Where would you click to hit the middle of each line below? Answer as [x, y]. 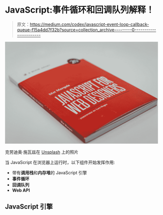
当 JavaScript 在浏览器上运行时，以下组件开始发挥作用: [60, 163]
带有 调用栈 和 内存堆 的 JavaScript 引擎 [49, 173]
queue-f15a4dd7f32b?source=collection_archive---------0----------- [86, 30]
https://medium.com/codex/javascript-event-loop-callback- [90, 24]
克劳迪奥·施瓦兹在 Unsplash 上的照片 [42, 152]
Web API [21, 190]
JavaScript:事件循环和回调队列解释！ [80, 10]
